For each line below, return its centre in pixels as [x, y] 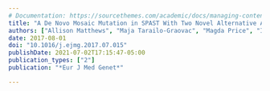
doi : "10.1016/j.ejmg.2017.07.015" [68, 45]
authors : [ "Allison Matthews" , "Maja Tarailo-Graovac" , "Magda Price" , [131, 30]
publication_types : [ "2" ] [51, 61]
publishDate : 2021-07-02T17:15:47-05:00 [77, 53]
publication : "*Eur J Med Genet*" [66, 68]
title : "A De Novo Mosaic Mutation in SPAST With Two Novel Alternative [133, 23]
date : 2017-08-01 [37, 38]
